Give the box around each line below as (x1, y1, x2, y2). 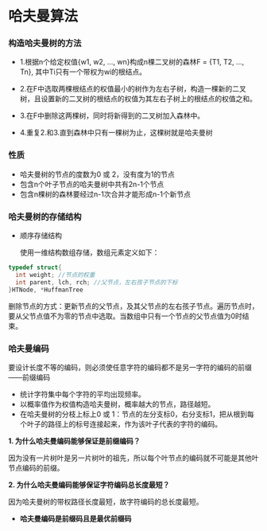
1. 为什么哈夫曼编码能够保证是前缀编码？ (8, 435, 141, 446)
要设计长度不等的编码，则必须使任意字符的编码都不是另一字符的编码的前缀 (8, 362, 252, 372)
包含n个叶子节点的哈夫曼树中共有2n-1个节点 (19, 179, 164, 189)
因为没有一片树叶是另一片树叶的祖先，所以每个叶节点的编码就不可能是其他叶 (8, 453, 259, 463)
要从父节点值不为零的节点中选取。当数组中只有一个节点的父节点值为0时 (8, 311, 242, 321)
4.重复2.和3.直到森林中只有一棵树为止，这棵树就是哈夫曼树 (19, 128, 213, 138)
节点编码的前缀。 (8, 463, 64, 472)
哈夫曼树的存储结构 (8, 211, 82, 222)
